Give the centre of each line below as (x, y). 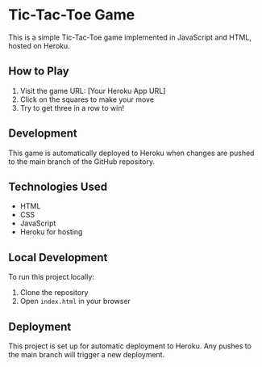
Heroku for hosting (51, 232)
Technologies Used (58, 186)
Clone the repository (54, 293)
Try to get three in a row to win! (72, 108)
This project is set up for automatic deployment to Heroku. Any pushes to (130, 346)
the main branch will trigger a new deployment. (87, 354)
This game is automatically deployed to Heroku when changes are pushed (131, 153)
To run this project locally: (52, 277)
